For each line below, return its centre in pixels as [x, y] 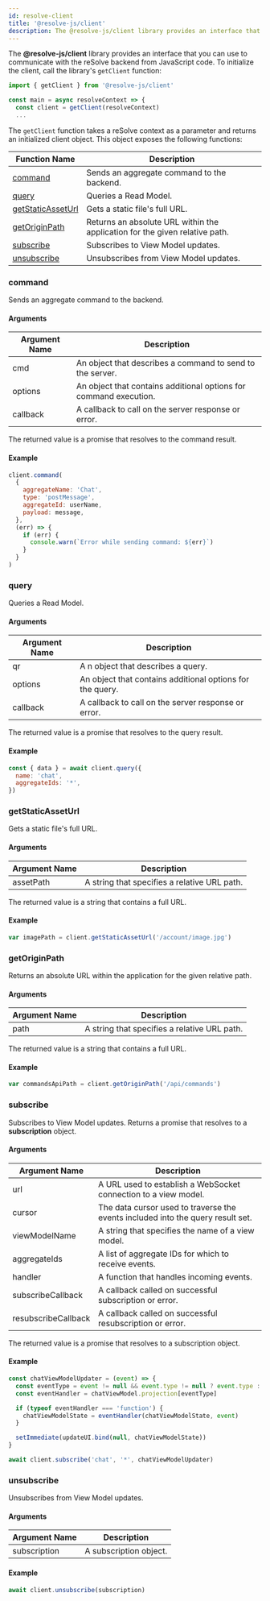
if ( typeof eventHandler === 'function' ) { [89, 1408]
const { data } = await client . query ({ [75, 768]
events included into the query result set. [175, 1217]
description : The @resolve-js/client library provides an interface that [135, 31]
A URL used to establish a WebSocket [169, 1184]
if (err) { [41, 535]
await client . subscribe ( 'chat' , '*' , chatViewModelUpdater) [111, 1460]
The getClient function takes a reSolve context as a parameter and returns [133, 131]
